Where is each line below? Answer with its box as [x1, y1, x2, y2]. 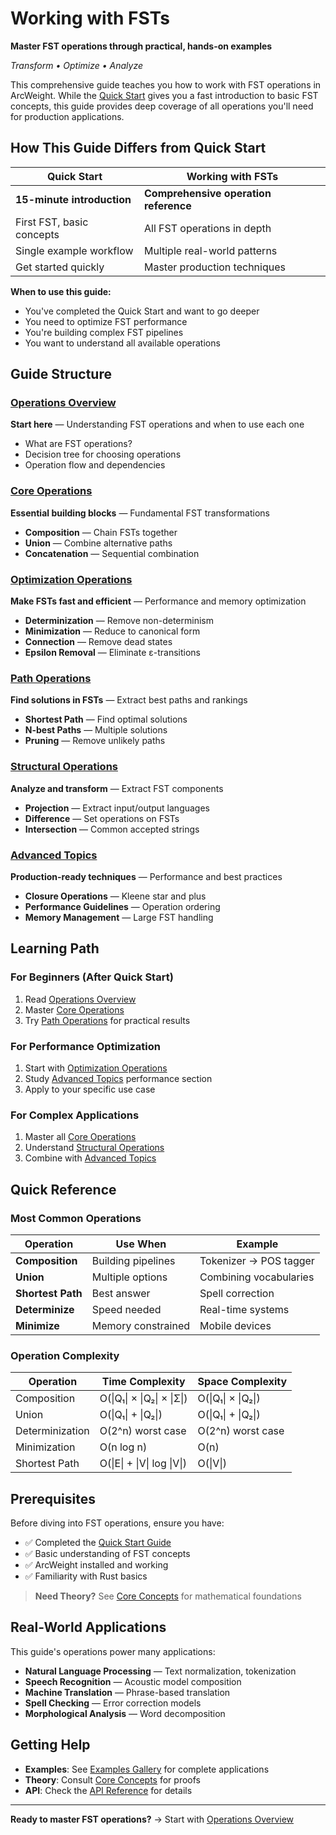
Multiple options [91, 1270, 168, 1284]
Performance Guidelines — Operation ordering [24, 900, 221, 912]
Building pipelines [91, 1253, 176, 1267]
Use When [115, 1237, 167, 1251]
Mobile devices [199, 1318, 272, 1332]
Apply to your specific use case [24, 1083, 156, 1095]
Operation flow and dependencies [24, 459, 166, 471]
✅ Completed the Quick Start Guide [24, 1537, 172, 1548]
